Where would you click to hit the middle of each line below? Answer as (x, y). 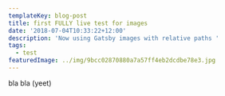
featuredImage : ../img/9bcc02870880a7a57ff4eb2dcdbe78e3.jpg (112, 61)
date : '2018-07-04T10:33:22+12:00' (67, 30)
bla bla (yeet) (30, 83)
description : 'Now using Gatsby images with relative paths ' (114, 38)
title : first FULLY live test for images (78, 23)
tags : (17, 46)
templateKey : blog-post (48, 16)
